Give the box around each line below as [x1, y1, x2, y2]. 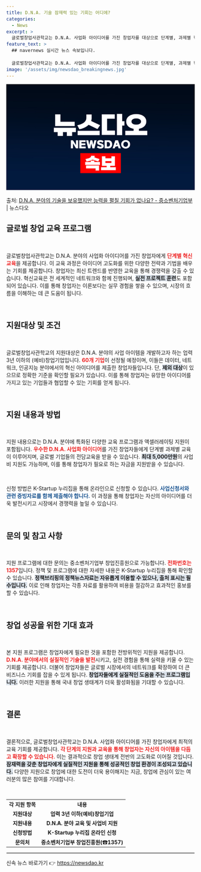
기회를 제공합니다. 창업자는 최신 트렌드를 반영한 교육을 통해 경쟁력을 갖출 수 [12, 267, 188, 274]
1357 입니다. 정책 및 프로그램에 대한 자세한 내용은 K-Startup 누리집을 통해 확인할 [6, 567, 193, 574]
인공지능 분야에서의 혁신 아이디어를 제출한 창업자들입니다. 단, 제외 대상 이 [19, 364, 188, 371]
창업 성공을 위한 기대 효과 [6, 620, 94, 630]
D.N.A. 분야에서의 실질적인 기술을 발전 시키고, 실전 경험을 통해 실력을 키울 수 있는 [6, 656, 194, 664]
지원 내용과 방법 [6, 410, 61, 420]
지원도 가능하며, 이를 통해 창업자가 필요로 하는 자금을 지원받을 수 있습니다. [12, 461, 185, 468]
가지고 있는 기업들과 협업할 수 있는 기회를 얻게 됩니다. [6, 379, 130, 386]
